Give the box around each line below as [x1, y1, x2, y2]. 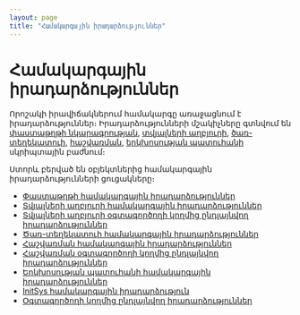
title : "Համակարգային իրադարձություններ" [9, 21, 167, 30]
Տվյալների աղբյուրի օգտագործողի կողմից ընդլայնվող [21, 209, 249, 220]
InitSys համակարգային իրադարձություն [21, 285, 190, 296]
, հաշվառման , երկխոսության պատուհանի [65, 137, 244, 148]
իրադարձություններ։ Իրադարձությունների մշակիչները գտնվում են [9, 118, 292, 129]
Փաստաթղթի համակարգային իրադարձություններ [21, 191, 236, 201]
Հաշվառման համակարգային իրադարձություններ [21, 238, 233, 249]
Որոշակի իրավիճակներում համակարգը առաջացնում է [9, 108, 242, 119]
